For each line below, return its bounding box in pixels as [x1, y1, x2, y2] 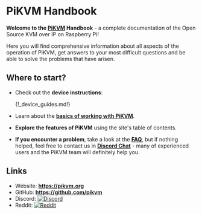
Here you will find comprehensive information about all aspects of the [6, 42, 179, 50]
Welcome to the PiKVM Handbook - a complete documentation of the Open [6, 24, 196, 31]
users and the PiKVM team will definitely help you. [14, 148, 140, 155]
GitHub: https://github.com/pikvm [14, 189, 103, 196]
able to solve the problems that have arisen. [6, 55, 115, 62]
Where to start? [6, 73, 66, 83]
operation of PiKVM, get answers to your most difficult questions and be [6, 48, 186, 56]
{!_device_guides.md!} [14, 100, 71, 108]
